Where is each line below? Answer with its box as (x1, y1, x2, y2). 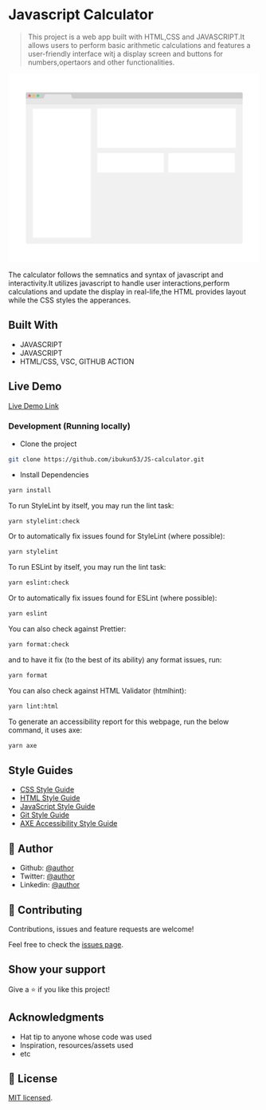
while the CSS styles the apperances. (8, 295, 131, 305)
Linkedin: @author (19, 880, 80, 890)
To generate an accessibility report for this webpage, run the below (8, 717, 229, 726)
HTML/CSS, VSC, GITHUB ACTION (19, 357, 135, 366)
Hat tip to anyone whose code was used (19, 1032, 152, 1041)
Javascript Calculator (8, 6, 154, 24)
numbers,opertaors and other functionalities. (27, 57, 175, 67)
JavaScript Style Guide (19, 802, 96, 812)
